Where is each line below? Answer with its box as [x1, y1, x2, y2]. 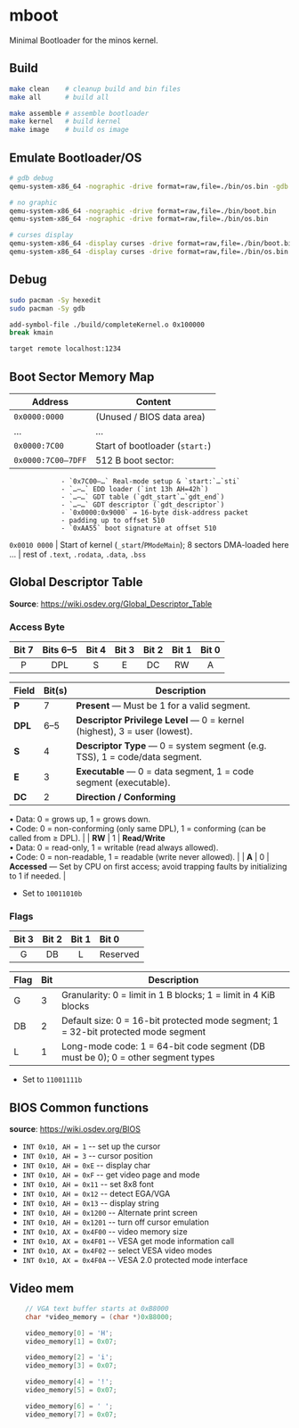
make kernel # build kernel [9, 117, 122, 126]
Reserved [99, 948, 140, 961]
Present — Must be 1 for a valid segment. [75, 699, 251, 712]
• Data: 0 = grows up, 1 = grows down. [9, 813, 151, 825]
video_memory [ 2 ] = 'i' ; [25, 1353, 114, 1362]
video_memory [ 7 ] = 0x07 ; [25, 1410, 117, 1419]
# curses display [9, 231, 74, 240]
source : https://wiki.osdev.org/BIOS [9, 1124, 141, 1135]
